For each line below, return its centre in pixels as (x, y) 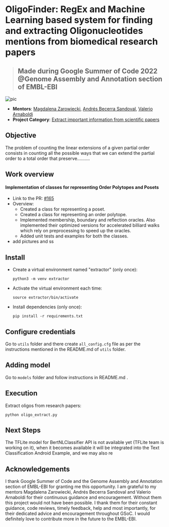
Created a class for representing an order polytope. (73, 215)
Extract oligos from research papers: (43, 406)
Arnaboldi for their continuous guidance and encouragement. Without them (83, 498)
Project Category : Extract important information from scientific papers (86, 119)
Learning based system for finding (79, 20)
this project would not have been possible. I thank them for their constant (81, 503)
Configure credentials (40, 332)
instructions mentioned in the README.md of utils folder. (66, 349)
